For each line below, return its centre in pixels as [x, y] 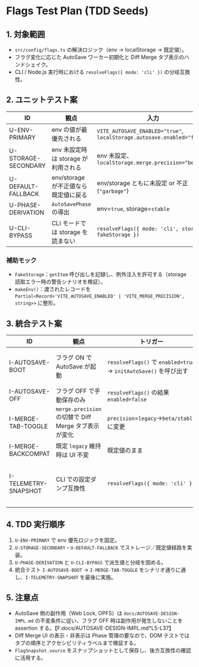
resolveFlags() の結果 [138, 392]
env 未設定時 [69, 150]
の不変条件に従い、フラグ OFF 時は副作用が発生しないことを [109, 620]
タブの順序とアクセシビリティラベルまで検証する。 [77, 643]
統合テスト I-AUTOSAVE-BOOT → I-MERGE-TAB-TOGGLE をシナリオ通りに [98, 570]
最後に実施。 [101, 577]
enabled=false [127, 399]
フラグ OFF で [75, 391]
